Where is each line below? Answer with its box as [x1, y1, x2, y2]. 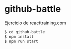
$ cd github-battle [4, 29, 45, 34]
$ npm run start [4, 39, 38, 44]
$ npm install [4, 34, 34, 39]
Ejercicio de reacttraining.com [4, 20, 66, 26]
